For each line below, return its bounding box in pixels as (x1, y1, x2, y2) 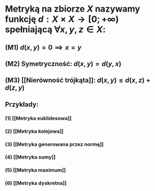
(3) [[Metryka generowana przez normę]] (5, 141, 104, 147)
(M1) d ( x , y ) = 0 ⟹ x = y (5, 43, 81, 51)
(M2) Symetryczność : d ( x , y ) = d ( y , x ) (5, 60, 122, 68)
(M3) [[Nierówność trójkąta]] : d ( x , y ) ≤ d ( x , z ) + (5, 76, 151, 84)
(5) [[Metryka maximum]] (5, 167, 66, 174)
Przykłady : (5, 100, 39, 109)
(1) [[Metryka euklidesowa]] (5, 115, 72, 122)
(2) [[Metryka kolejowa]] (5, 127, 64, 134)
